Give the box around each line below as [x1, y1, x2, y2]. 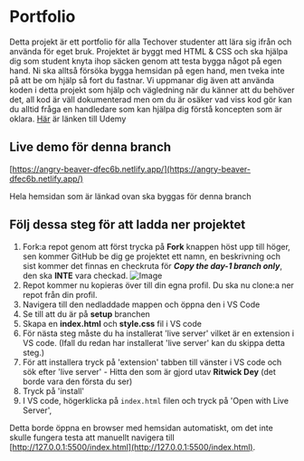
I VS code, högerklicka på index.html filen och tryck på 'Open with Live [22, 395, 290, 406]
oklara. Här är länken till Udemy [9, 113, 127, 124]
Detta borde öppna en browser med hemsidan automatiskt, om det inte [9, 422, 273, 433]
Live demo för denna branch [9, 139, 172, 155]
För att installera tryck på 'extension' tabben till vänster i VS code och [22, 356, 282, 368]
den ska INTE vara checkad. [22, 270, 128, 281]
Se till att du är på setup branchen [22, 308, 151, 319]
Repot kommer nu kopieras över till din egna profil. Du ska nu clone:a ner [22, 279, 294, 291]
